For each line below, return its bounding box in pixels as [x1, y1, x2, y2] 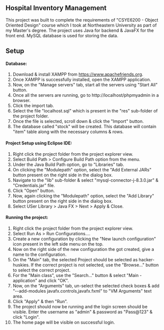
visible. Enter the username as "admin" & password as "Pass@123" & [12, 309, 153, 315]
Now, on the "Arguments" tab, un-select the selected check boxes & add [12, 282, 160, 289]
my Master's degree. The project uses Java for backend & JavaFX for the [5, 27, 154, 33]
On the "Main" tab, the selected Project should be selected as [12, 256, 138, 262]
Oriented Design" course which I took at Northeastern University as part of [5, 22, 157, 28]
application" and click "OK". [12, 277, 69, 283]
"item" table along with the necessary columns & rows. [12, 129, 124, 135]
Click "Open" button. [12, 188, 55, 193]
